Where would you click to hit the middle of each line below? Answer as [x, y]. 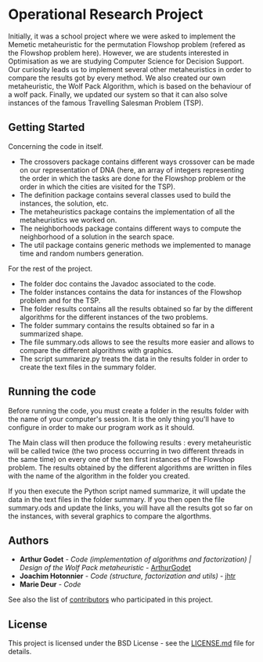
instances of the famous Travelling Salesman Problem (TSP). [106, 103]
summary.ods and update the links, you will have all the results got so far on [130, 507]
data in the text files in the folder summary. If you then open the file [117, 499]
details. [20, 652]
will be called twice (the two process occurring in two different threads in [126, 451]
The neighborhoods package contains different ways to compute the [130, 228]
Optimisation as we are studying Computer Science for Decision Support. [126, 61]
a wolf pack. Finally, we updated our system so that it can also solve [118, 94]
